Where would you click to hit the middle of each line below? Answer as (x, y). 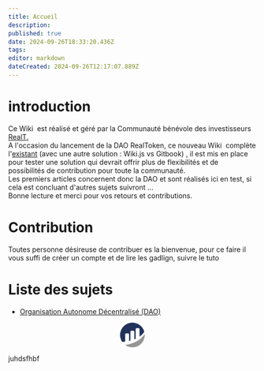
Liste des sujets (61, 289)
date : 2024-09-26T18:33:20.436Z (61, 42)
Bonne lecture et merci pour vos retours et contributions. (100, 195)
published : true (35, 33)
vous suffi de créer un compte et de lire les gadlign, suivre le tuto (113, 257)
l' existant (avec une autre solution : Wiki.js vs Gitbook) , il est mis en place (128, 153)
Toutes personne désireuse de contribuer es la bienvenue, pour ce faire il (127, 249)
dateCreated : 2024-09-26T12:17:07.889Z (74, 67)
